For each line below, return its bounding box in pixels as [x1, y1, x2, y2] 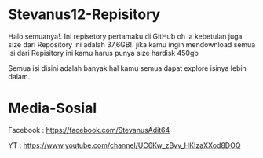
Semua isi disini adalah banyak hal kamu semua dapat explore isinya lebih [8, 63, 247, 72]
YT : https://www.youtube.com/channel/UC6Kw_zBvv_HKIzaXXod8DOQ [8, 140, 241, 150]
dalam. [8, 72, 30, 81]
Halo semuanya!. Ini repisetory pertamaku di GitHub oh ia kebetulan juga [8, 31, 243, 41]
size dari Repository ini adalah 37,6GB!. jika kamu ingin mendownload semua [8, 39, 256, 49]
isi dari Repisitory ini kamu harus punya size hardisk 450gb [8, 48, 199, 57]
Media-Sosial [8, 100, 97, 117]
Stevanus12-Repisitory [8, 6, 161, 24]
